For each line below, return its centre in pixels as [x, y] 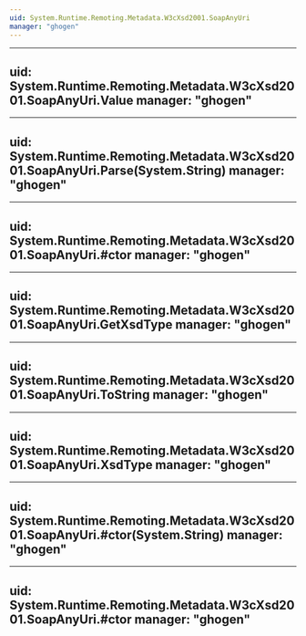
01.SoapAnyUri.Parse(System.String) [118, 170]
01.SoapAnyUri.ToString [80, 395]
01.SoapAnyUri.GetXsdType [91, 325]
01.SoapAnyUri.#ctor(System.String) [117, 535]
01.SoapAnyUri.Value [71, 100]
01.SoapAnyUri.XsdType [81, 465]
